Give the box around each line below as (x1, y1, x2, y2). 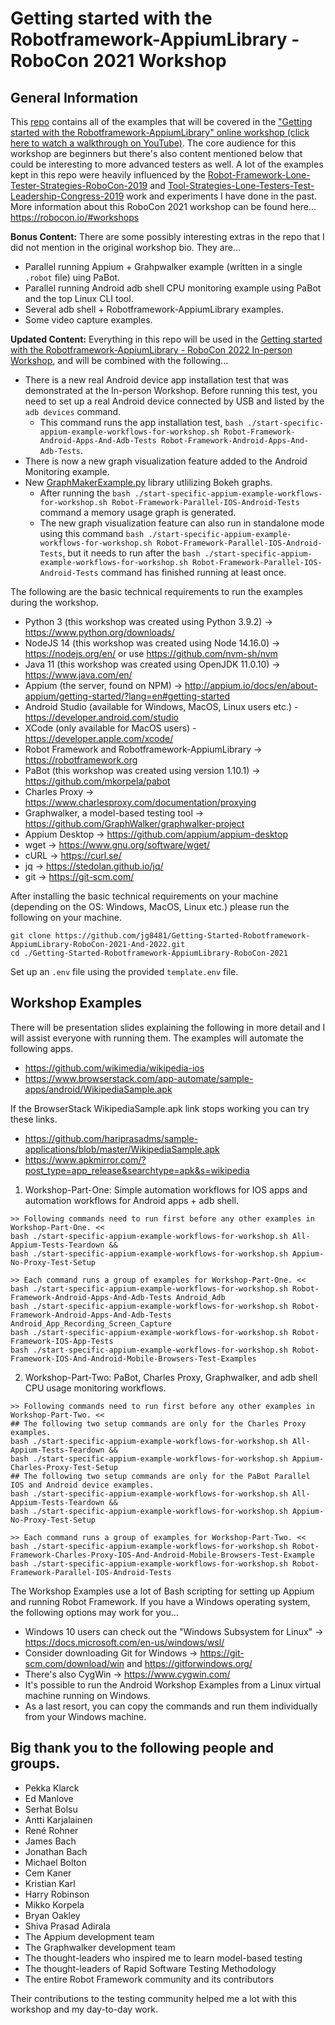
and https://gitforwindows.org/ (126, 1657, 253, 1669)
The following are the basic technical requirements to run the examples (10, 586, 303, 597)
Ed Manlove (24, 1792, 74, 1804)
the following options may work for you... (10, 1606, 179, 1618)
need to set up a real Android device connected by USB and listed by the (24, 395, 325, 407)
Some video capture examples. (24, 314, 153, 326)
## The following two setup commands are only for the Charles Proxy (10, 1418, 307, 1429)
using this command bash (39, 528, 145, 539)
